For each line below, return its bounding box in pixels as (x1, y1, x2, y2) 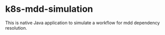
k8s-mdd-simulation (5, 3, 93, 15)
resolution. (5, 25, 28, 31)
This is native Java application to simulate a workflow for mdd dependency (5, 20, 160, 26)
